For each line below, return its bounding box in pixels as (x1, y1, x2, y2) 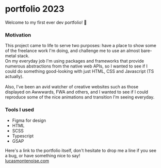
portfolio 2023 (5, 3, 64, 15)
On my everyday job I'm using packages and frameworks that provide (5, 58, 145, 64)
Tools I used (5, 106, 34, 113)
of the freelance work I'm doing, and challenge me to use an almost (5, 48, 140, 54)
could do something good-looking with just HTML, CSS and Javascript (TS (5, 68, 154, 74)
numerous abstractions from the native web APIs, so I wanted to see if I (5, 63, 148, 69)
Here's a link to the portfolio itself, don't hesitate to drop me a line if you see (5, 147, 157, 153)
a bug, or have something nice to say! (5, 152, 80, 158)
